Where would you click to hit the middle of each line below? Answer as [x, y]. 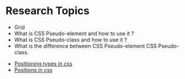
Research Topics [47, 11]
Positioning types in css [43, 64]
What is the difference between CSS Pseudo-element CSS [85, 46]
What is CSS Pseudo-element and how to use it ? [74, 33]
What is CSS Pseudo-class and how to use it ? [71, 39]
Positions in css [33, 70]
